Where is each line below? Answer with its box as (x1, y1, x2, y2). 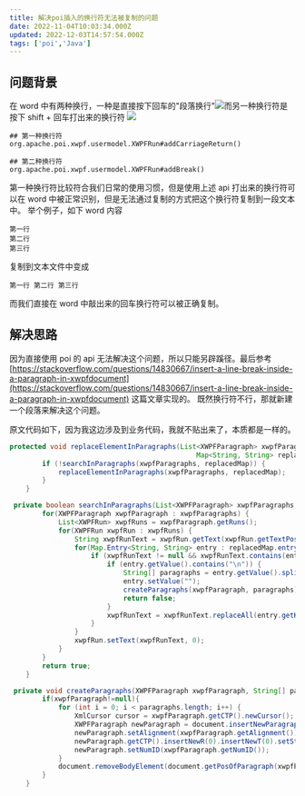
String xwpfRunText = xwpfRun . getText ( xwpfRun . (74, 534, 258, 543)
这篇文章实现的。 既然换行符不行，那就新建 (131, 393, 293, 404)
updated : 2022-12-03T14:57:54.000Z (9, 30, 144, 39)
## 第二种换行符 (9, 157, 63, 166)
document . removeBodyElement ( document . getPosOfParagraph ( (57, 762, 279, 771)
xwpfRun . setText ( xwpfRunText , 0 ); (74, 636, 205, 645)
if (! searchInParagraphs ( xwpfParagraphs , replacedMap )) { (42, 459, 266, 468)
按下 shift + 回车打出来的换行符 (9, 112, 125, 123)
